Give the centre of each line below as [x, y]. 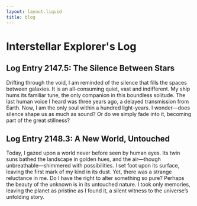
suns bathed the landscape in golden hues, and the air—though [83, 159]
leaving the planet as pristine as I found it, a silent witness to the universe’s [97, 191]
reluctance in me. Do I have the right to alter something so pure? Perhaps [95, 178]
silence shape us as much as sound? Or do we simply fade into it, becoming [99, 114]
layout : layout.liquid [34, 12]
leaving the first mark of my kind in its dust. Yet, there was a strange [89, 172]
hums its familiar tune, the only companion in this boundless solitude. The [96, 95]
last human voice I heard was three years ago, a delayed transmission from [98, 101]
